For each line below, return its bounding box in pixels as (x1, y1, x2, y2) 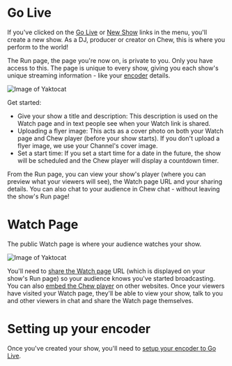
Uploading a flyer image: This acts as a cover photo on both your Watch (17, 126, 224, 135)
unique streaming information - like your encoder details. (7, 71, 171, 80)
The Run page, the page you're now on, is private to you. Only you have (7, 56, 213, 64)
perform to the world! (7, 43, 68, 51)
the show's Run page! (7, 192, 70, 200)
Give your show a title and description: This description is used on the (17, 112, 218, 120)
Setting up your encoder (7, 321, 151, 337)
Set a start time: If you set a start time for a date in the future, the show (17, 149, 222, 157)
